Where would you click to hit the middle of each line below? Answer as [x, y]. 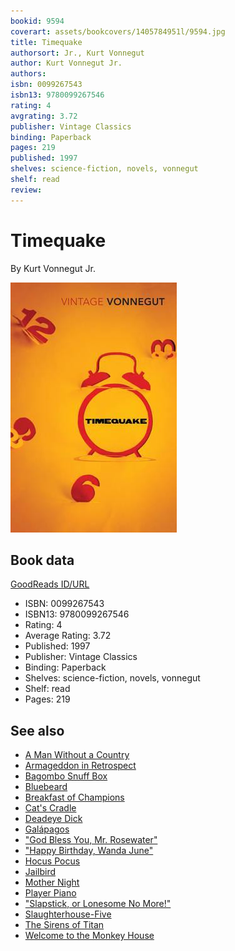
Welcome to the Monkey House [89, 936]
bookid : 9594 [37, 21]
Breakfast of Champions [74, 797]
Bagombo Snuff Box [66, 776]
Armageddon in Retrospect [80, 766]
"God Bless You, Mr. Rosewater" [91, 840]
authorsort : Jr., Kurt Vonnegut [77, 53]
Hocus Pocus [52, 861]
